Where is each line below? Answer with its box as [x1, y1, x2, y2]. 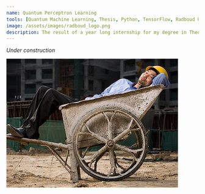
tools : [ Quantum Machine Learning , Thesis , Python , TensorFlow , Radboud [6, 16, 195, 23]
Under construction [6, 46, 56, 54]
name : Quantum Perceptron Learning [6, 10, 97, 16]
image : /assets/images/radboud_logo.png [6, 23, 111, 29]
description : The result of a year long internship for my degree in [6, 29, 187, 35]
